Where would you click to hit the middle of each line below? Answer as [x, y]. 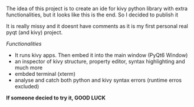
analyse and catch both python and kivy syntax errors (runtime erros [98, 80]
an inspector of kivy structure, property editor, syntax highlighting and [100, 61]
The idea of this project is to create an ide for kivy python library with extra [97, 9]
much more [29, 68]
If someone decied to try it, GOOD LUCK [56, 98]
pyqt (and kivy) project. [34, 32]
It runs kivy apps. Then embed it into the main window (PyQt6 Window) [101, 55]
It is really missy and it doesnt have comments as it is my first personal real [97, 26]
